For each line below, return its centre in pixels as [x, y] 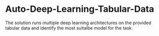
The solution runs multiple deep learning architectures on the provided [78, 23]
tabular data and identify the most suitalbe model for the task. [69, 28]
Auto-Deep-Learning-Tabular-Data [80, 9]
